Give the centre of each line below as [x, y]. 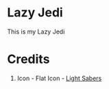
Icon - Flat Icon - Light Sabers [59, 78]
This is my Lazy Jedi [36, 31]
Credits [28, 59]
